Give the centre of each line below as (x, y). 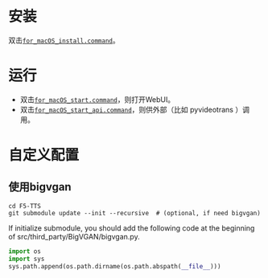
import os (25, 251)
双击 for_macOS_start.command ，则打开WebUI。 (97, 99)
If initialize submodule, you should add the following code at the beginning (132, 228)
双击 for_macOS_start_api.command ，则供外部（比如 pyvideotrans (126, 109)
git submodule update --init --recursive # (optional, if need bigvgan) (135, 213)
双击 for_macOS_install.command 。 (64, 40)
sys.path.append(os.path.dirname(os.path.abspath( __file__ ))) (115, 266)
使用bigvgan (40, 187)
